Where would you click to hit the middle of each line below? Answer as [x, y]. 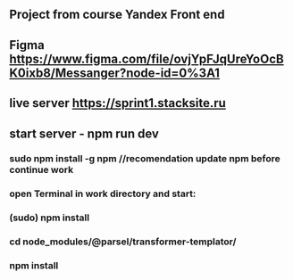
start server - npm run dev [84, 133]
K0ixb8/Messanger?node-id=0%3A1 [115, 73]
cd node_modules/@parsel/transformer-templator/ [123, 242]
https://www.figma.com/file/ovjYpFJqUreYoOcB [146, 58]
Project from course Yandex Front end [117, 15]
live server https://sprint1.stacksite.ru [117, 103]
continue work [42, 170]
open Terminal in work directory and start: [103, 194]
